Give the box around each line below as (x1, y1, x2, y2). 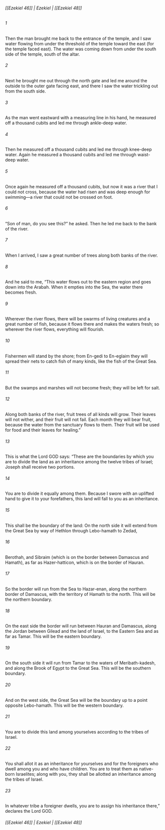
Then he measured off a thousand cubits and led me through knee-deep (5, 146, 152, 152)
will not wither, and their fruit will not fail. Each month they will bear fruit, (5, 416, 152, 422)
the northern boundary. (5, 596, 53, 602)
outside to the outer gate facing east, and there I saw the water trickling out (5, 83, 159, 89)
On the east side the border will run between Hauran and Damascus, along (5, 623, 157, 629)
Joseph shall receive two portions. (5, 464, 75, 470)
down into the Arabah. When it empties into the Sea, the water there (5, 284, 143, 290)
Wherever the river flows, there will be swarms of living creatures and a (5, 316, 150, 322)
